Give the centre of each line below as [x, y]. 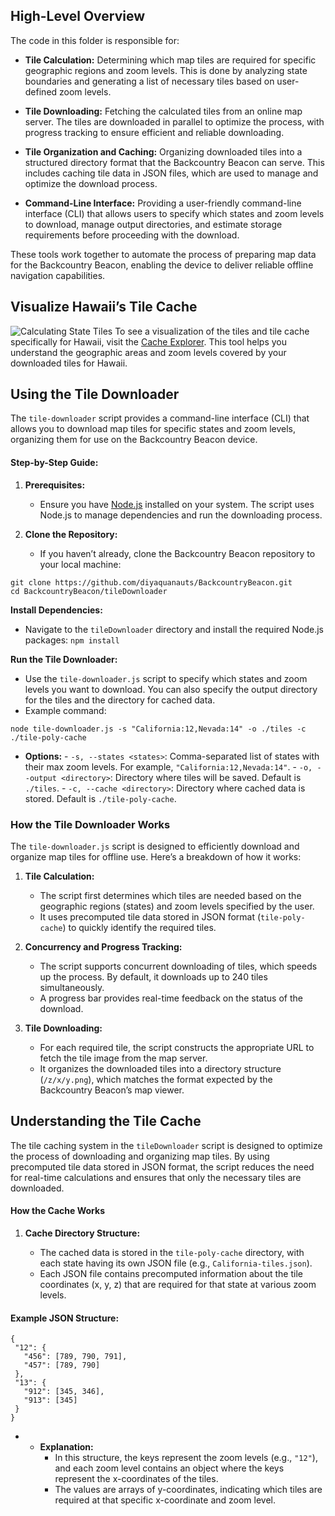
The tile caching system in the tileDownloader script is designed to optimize [166, 1145]
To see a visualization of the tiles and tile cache [212, 331]
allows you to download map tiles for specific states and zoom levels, [153, 429]
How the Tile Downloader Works [90, 824]
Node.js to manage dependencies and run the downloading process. [181, 515]
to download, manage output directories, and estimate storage [153, 224]
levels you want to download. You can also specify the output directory [171, 689]
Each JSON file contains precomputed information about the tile [171, 1273]
